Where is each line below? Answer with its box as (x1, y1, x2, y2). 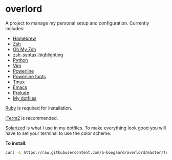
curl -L (5, 150, 22, 155)
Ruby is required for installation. (5, 105, 73, 111)
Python (12, 57, 28, 63)
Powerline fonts (12, 73, 46, 79)
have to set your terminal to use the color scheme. (5, 130, 112, 136)
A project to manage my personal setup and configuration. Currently (5, 20, 149, 26)
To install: (5, 140, 27, 146)
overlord (5, 3, 42, 15)
